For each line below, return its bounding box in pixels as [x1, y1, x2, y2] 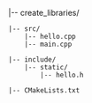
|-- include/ [8, 55, 57, 64]
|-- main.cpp [24, 40, 73, 48]
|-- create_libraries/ [8, 8, 80, 18]
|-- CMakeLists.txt [8, 86, 80, 95]
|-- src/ [8, 25, 41, 33]
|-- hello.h [40, 70, 85, 79]
